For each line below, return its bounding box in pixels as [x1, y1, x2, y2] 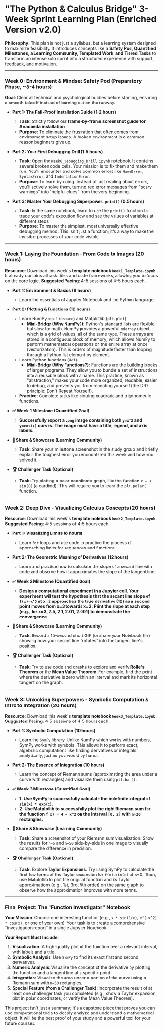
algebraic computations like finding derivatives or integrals [19, 747, 137, 754]
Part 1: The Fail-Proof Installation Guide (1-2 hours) [12, 109, 116, 115]
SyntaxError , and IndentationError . [19, 173, 91, 179]
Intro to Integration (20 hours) [5, 702, 77, 709]
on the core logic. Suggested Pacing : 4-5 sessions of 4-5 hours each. [5, 278, 146, 284]
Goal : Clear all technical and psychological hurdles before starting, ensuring [5, 95, 157, 101]
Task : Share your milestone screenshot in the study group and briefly [19, 446, 158, 452]
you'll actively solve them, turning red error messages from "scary [19, 184, 152, 190]
